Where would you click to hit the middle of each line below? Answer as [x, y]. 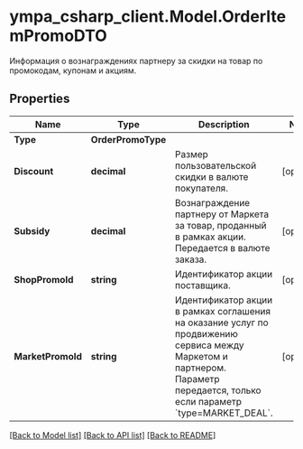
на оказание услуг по [221, 323]
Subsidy [32, 230]
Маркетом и [201, 356]
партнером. [201, 368]
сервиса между [209, 345]
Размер [192, 154]
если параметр [208, 401]
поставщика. [203, 285]
